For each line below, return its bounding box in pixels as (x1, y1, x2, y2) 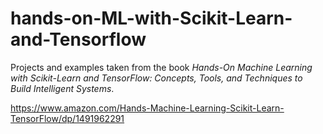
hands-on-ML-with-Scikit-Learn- (10, 7, 293, 30)
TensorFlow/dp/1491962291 (10, 112, 125, 124)
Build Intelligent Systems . (10, 82, 115, 94)
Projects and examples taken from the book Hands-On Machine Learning (10, 61, 313, 73)
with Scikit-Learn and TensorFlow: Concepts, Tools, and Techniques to (10, 72, 303, 84)
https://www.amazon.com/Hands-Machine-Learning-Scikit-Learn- (10, 102, 285, 114)
